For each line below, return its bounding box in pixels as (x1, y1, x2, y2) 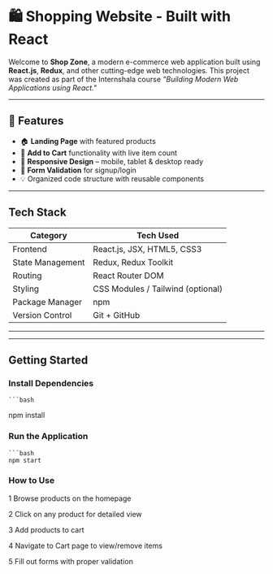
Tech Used (136, 229, 180, 241)
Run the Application (8, 431, 89, 442)
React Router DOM (93, 270, 164, 281)
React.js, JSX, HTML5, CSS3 (93, 243, 202, 254)
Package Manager (12, 296, 83, 307)
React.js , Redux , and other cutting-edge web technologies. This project (8, 65, 249, 75)
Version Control (12, 309, 72, 320)
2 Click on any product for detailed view (8, 509, 142, 519)
